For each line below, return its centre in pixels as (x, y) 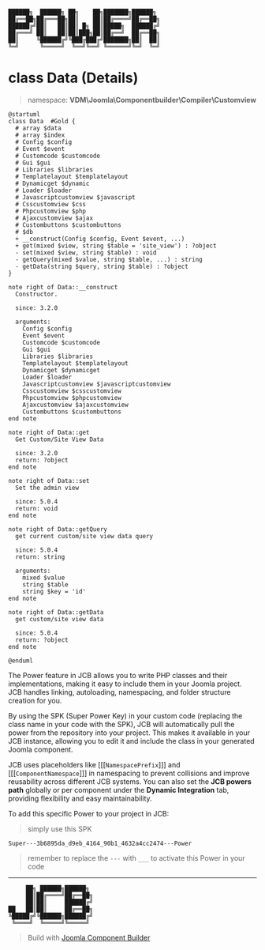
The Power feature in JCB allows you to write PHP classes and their (118, 675)
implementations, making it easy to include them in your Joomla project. (125, 684)
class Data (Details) (73, 78)
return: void (37, 508)
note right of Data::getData (56, 612)
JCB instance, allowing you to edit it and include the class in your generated (131, 741)
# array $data (38, 128)
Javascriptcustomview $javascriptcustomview (97, 384)
